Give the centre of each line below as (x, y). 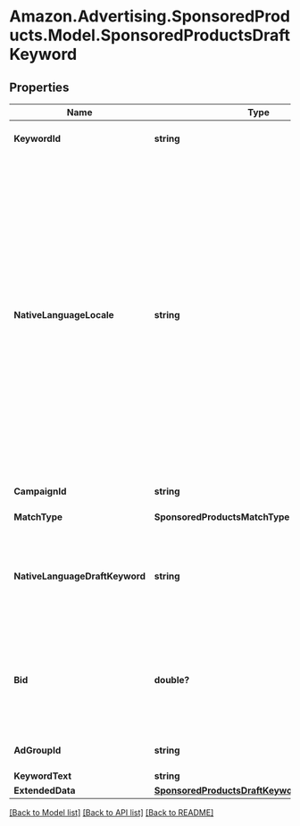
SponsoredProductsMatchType (222, 517)
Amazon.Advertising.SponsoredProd (150, 17)
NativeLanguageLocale (64, 315)
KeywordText (43, 776)
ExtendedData (45, 790)
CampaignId (40, 491)
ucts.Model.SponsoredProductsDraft (150, 35)
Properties (39, 87)
